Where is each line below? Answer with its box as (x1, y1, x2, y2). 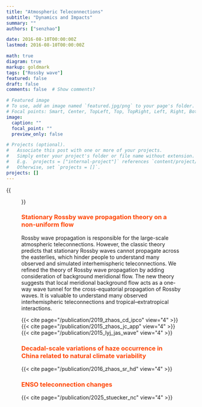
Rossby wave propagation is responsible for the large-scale (21, 234, 169, 241)
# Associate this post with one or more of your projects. (6, 148, 163, 154)
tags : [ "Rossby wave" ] (6, 70, 63, 76)
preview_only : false (11, 131, 63, 137)
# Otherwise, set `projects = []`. (6, 164, 101, 170)
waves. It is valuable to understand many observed (21, 291, 148, 299)
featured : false (6, 75, 47, 81)
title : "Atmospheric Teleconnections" (6, 8, 103, 15)
